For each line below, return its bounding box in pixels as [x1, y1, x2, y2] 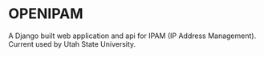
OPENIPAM [8, 5, 83, 23]
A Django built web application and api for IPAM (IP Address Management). [8, 31, 257, 40]
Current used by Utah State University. [8, 39, 136, 48]
